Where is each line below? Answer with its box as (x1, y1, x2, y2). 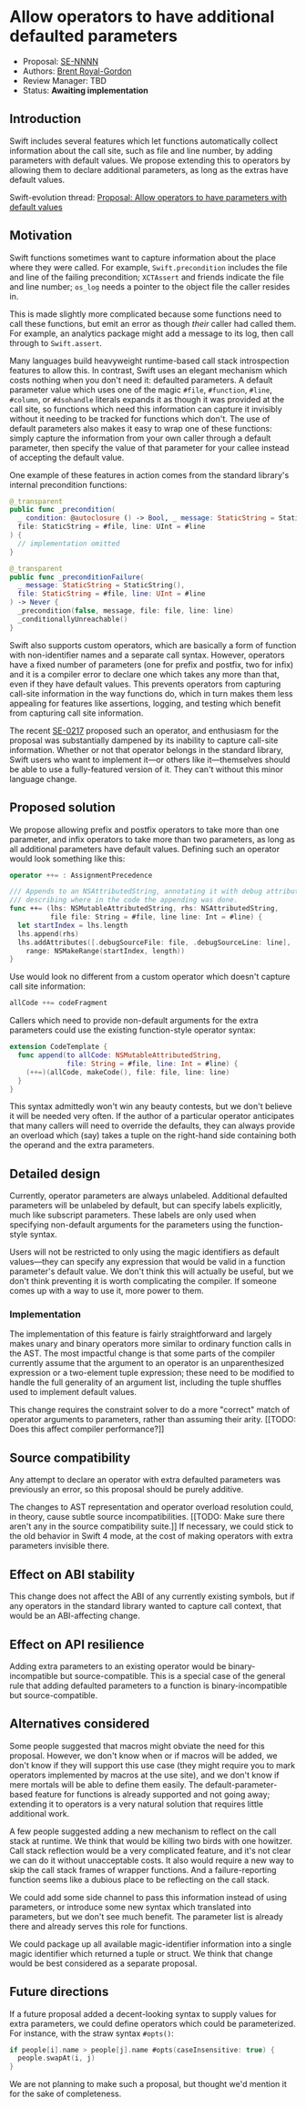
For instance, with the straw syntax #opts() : (9, 2028, 175, 2039)
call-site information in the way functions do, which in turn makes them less (9, 687, 293, 698)
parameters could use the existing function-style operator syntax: (9, 1024, 257, 1035)
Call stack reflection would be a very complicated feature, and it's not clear (9, 1845, 291, 1856)
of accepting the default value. (9, 452, 125, 463)
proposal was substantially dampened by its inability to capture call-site (9, 735, 279, 746)
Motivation (9, 228, 73, 243)
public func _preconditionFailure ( (9, 572, 145, 582)
